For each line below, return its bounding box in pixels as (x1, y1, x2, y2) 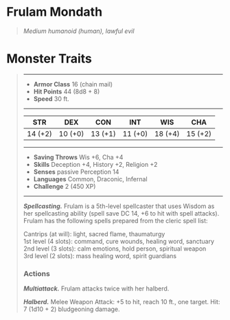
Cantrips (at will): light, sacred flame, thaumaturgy (23, 229, 165, 238)
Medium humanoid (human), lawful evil (23, 27, 135, 35)
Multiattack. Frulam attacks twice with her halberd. (23, 284, 170, 293)
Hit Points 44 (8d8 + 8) (33, 87, 100, 95)
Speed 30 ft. (33, 94, 69, 103)
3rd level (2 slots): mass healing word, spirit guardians (23, 251, 176, 260)
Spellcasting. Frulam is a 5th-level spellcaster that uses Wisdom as (23, 202, 215, 210)
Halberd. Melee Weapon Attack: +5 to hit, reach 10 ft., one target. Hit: (23, 298, 220, 306)
